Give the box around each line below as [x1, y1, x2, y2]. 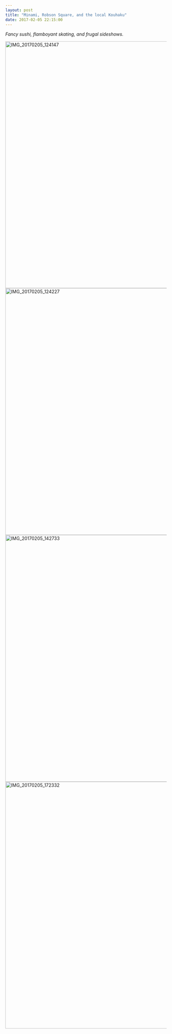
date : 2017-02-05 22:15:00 [5, 17, 63, 22]
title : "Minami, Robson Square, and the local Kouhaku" [5, 12, 127, 17]
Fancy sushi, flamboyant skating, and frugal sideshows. [5, 31, 124, 38]
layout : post [5, 7, 33, 13]
